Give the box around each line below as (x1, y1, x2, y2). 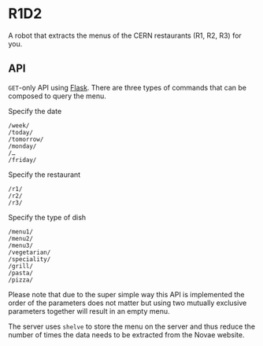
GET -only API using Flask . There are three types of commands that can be (8, 83, 246, 92)
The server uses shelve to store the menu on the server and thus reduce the (8, 322, 256, 331)
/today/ (8, 128, 34, 136)
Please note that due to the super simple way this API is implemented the (8, 289, 245, 299)
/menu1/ (8, 227, 34, 236)
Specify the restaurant (8, 170, 81, 179)
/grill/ (8, 262, 34, 270)
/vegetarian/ (8, 248, 51, 256)
